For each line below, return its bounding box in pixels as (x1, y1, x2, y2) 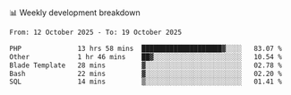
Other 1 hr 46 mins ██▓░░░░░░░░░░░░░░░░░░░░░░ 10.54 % (9, 52, 282, 61)
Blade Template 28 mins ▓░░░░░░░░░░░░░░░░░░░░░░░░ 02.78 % (9, 61, 282, 70)
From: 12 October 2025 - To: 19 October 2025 (9, 28, 182, 37)
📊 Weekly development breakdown (9, 7, 141, 18)
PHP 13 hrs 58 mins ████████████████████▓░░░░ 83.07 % (9, 44, 282, 53)
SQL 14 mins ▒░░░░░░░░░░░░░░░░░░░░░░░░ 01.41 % (9, 77, 282, 87)
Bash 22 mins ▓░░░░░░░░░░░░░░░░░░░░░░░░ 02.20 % (9, 69, 282, 78)
